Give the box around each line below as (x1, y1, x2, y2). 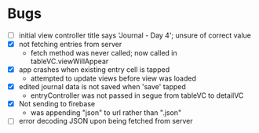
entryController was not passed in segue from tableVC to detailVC (30, 91, 244, 100)
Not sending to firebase (18, 99, 96, 109)
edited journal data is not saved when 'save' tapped (18, 82, 186, 92)
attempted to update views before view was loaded (30, 74, 197, 83)
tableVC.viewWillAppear (30, 56, 109, 66)
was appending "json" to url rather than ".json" (30, 108, 182, 117)
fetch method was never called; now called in (30, 49, 177, 58)
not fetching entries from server (18, 40, 122, 49)
